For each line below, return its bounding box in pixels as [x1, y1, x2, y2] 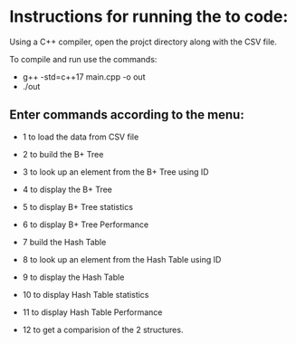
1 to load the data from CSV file [22, 131, 139, 142]
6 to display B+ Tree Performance [22, 219, 149, 230]
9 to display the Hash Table [22, 272, 125, 282]
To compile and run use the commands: [9, 53, 158, 64]
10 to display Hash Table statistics [22, 289, 149, 300]
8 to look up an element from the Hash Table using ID [22, 253, 222, 264]
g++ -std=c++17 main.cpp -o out [22, 71, 146, 82]
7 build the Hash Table [22, 236, 107, 247]
